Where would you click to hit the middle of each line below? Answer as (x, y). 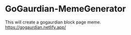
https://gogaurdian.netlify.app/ (36, 27)
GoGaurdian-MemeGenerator (65, 9)
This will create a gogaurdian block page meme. (53, 22)
